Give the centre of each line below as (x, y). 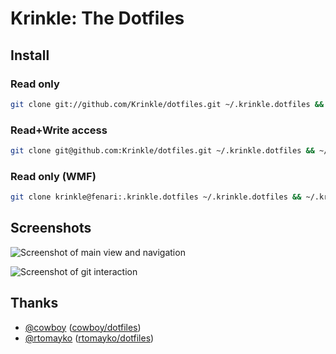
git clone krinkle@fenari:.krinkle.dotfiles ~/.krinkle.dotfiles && (156, 197)
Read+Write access (59, 130)
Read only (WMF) (53, 176)
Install (30, 55)
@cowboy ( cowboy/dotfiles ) (83, 327)
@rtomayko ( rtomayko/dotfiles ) (89, 338)
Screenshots (51, 228)
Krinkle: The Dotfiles (97, 18)
